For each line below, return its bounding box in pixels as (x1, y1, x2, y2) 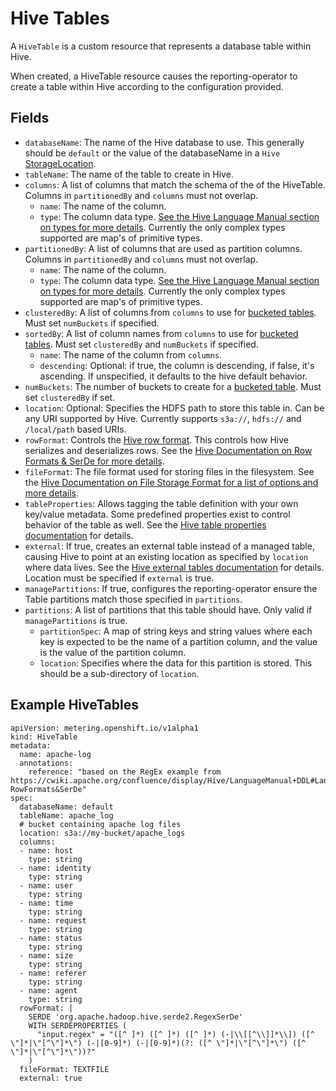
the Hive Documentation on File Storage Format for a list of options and (24, 476, 319, 488)
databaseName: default (19, 802, 114, 812)
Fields (10, 110, 50, 127)
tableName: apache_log (19, 810, 114, 821)
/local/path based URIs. (24, 423, 127, 435)
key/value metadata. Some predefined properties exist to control (24, 508, 291, 520)
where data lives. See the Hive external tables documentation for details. (24, 561, 325, 573)
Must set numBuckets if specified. (24, 317, 160, 329)
